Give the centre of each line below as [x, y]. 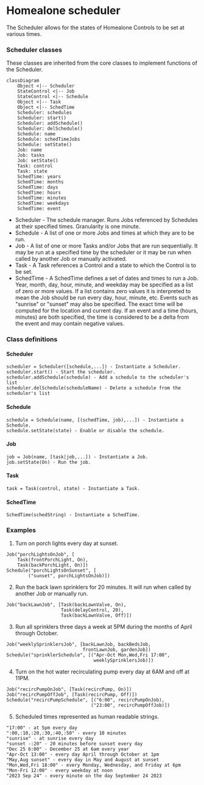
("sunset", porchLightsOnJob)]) [69, 576]
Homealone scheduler [63, 11]
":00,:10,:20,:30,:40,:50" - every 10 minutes [66, 733]
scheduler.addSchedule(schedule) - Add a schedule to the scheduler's [98, 378]
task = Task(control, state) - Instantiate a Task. [73, 488]
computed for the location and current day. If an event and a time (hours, [106, 311]
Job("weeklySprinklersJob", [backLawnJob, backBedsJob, [79, 645]
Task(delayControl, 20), [92, 610]
